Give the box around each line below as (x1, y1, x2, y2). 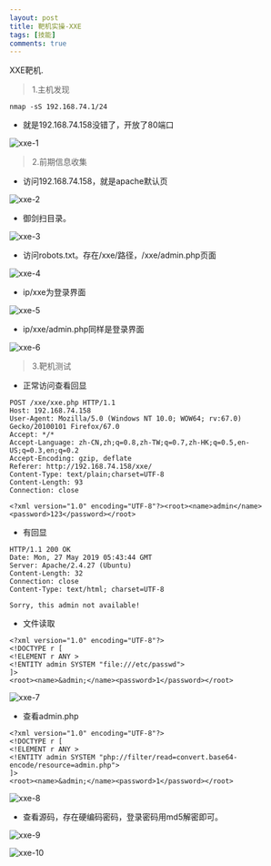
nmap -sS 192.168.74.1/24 (9, 102, 107, 112)
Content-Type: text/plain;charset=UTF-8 (9, 470, 166, 479)
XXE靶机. (9, 65, 44, 76)
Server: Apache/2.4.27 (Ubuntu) (9, 561, 132, 570)
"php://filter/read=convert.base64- (98, 753, 238, 762)
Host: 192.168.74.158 (9, 406, 92, 415)
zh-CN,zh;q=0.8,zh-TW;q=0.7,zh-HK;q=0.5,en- (78, 438, 250, 447)
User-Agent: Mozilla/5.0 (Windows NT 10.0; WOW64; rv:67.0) (9, 414, 243, 423)
